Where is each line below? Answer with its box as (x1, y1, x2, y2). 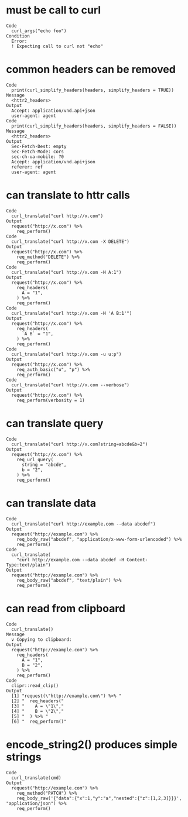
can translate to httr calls (6, 188, 131, 202)
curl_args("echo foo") (11, 28, 67, 34)
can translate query (6, 417, 104, 430)
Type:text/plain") (6, 562, 51, 568)
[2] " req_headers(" (11, 698, 64, 704)
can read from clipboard (6, 602, 126, 615)
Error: (11, 38, 28, 44)
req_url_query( (16, 456, 54, 462)
